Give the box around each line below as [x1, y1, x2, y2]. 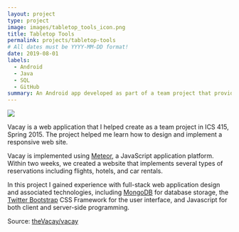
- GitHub [14, 83, 40, 90]
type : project [7, 17, 50, 24]
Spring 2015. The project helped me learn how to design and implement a [7, 130, 223, 139]
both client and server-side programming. [7, 204, 130, 212]
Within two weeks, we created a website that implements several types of [7, 159, 223, 168]
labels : [7, 57, 31, 64]
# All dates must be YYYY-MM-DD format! [7, 43, 129, 51]
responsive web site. [7, 138, 68, 147]
